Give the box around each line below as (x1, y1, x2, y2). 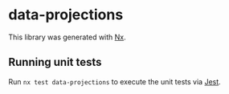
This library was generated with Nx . (8, 32, 126, 42)
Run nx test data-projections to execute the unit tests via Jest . (8, 76, 221, 86)
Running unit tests (8, 55, 102, 69)
